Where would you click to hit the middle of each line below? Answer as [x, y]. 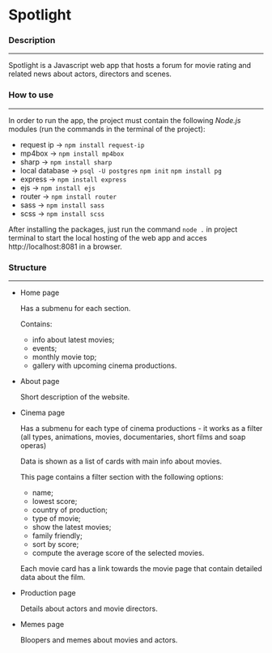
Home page [40, 292]
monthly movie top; [64, 357]
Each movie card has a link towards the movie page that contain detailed [141, 569]
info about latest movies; [73, 340]
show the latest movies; [72, 527]
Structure [28, 267]
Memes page [42, 625]
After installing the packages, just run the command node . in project [123, 229]
